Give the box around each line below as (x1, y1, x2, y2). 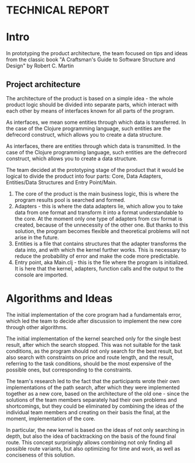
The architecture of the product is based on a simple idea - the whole (6, 94, 174, 102)
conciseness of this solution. (6, 451, 75, 458)
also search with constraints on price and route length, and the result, (6, 353, 174, 361)
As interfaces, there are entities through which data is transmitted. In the (6, 142, 181, 150)
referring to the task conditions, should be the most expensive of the (6, 360, 172, 367)
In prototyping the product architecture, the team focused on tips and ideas (6, 50, 188, 57)
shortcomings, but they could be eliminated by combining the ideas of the (6, 403, 184, 410)
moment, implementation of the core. (6, 415, 95, 422)
